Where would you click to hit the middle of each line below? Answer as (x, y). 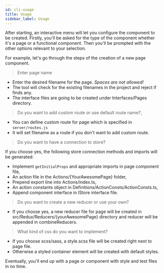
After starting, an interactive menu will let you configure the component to (80, 33)
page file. (22, 246)
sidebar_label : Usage (27, 19)
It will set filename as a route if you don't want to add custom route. (81, 133)
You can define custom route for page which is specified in (72, 122)
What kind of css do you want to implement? (62, 232)
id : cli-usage (20, 10)
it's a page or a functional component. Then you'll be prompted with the (78, 43)
